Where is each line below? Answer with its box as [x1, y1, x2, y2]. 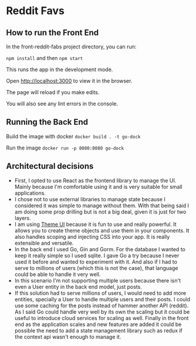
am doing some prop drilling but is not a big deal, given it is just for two [14, 208, 187, 215]
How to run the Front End [6, 28, 99, 38]
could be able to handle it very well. [14, 271, 101, 278]
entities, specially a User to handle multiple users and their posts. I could [14, 295, 191, 302]
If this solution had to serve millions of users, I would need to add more [14, 290, 187, 297]
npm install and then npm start [6, 55, 83, 61]
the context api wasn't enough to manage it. [14, 333, 121, 340]
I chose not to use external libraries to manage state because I [14, 195, 165, 202]
